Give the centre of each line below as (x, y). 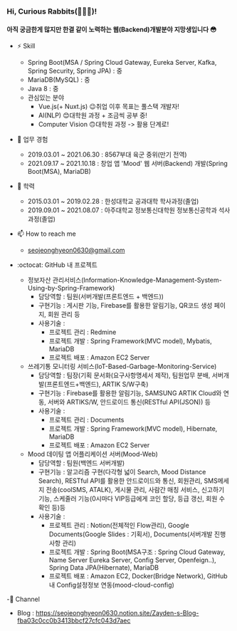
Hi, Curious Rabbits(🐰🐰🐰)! (52, 11)
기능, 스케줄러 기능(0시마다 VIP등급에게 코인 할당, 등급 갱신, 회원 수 (132, 499)
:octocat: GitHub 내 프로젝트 (57, 265)
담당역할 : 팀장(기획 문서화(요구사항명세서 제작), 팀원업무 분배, (124, 375)
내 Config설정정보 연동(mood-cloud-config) (112, 585)
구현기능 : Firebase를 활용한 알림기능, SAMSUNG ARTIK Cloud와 (130, 393)
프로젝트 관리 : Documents (86, 420)
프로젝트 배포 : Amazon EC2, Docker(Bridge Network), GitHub (138, 576)
